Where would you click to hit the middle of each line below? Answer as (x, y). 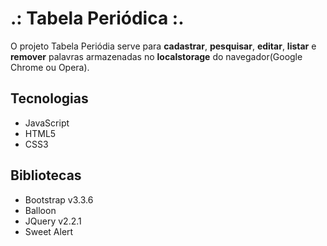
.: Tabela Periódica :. (97, 18)
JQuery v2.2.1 (53, 221)
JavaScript (47, 123)
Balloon (40, 210)
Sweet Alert (49, 231)
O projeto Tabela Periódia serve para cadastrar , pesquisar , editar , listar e (163, 46)
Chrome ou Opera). (50, 67)
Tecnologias (49, 98)
